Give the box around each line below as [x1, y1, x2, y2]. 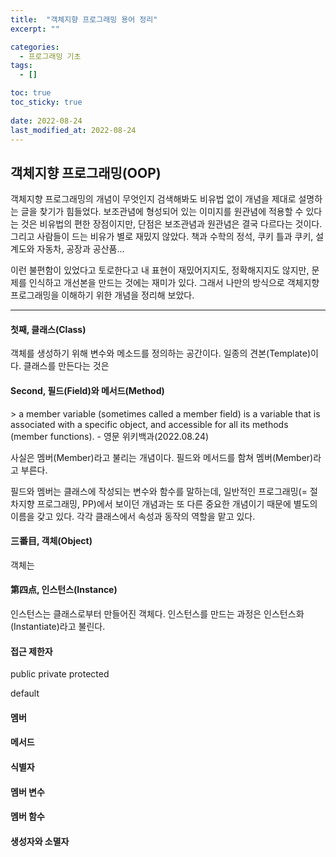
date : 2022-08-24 [10, 116, 83, 126]
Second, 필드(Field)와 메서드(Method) [10, 384, 165, 396]
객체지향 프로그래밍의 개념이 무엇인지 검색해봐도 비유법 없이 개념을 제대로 [10, 193, 297, 205]
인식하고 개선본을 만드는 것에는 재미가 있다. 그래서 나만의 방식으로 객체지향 [28, 277, 320, 289]
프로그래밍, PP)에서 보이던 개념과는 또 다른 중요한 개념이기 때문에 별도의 [36, 497, 318, 510]
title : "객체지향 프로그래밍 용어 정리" [10, 14, 158, 25]
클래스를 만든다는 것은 [23, 360, 110, 372]
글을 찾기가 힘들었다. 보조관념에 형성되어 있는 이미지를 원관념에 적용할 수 [20, 206, 304, 218]
